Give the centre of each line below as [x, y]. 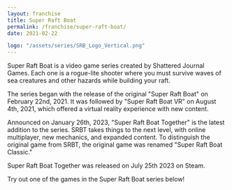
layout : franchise [34, 14]
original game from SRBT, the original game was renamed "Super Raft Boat [115, 145]
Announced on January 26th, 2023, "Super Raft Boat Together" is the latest [116, 122]
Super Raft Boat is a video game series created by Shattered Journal [106, 66]
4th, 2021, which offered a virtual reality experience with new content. [108, 109]
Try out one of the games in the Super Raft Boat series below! [96, 180]
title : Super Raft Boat [42, 20]
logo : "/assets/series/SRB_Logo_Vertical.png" [76, 46]
